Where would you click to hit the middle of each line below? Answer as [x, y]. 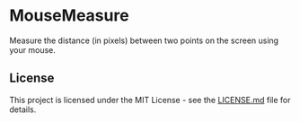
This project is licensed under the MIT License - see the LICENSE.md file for [150, 100]
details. [23, 109]
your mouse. [32, 49]
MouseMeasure [69, 16]
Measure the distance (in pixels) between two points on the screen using [144, 40]
